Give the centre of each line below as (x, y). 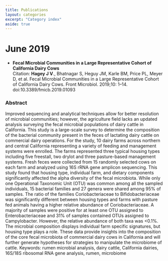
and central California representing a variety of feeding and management (81, 146)
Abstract (16, 103)
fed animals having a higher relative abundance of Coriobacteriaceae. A (80, 205)
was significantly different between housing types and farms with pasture (81, 199)
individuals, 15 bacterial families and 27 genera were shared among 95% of (83, 189)
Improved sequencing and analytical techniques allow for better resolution (82, 114)
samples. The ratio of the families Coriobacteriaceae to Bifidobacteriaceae (82, 194)
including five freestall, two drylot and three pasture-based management (80, 156)
